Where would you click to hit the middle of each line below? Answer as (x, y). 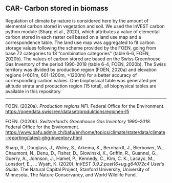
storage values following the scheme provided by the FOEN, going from (81, 48)
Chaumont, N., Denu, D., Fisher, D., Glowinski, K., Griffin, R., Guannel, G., (82, 153)
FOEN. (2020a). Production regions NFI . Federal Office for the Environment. (85, 106)
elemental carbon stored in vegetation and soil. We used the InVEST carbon (85, 26)
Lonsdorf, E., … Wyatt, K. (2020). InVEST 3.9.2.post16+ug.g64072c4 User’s (85, 164)
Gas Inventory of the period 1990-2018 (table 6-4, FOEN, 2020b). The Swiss (86, 64)
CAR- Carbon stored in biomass (57, 8)
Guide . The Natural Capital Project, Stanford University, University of (78, 169)
